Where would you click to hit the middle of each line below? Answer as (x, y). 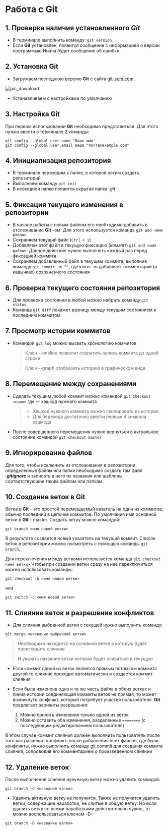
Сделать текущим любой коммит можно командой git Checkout (81, 396)
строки (33, 358)
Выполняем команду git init (45, 184)
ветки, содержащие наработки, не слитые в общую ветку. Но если (85, 803)
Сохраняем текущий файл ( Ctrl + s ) (52, 240)
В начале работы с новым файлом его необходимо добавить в (80, 225)
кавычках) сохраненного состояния (51, 272)
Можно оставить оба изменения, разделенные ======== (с (83, 720)
